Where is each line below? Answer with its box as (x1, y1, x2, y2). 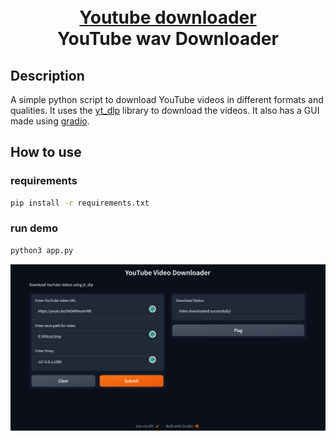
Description (10, 67, 85, 84)
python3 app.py (10, 245, 74, 255)
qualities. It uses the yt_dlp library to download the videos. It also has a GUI (10, 105, 320, 116)
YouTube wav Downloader (57, 28, 279, 50)
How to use (10, 144, 82, 161)
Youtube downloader (79, 6, 257, 29)
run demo (10, 221, 58, 235)
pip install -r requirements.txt (10, 198, 150, 208)
